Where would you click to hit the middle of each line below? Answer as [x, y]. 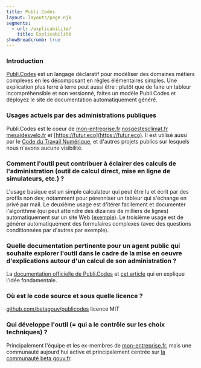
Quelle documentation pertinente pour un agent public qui [93, 246]
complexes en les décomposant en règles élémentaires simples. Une [92, 81]
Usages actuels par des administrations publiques [81, 115]
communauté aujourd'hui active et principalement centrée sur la [86, 352]
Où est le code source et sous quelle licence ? [75, 296]
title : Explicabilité [44, 34]
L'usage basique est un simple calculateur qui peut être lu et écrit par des [97, 191]
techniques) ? [27, 332]
